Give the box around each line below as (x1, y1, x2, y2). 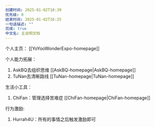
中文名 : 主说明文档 (5, 31, 41, 36)
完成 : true (5, 26, 27, 31)
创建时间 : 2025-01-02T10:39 (5, 7, 62, 13)
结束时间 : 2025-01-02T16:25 (5, 17, 62, 22)
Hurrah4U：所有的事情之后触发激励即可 (12, 116, 96, 122)
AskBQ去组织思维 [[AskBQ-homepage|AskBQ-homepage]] (12, 67, 136, 73)
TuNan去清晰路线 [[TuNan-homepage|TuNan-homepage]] (12, 73, 135, 79)
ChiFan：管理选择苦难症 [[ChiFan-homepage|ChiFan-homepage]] (12, 95, 151, 101)
